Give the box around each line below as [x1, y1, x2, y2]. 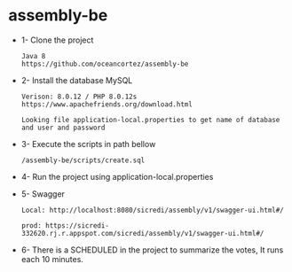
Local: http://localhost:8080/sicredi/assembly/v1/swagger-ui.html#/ [20, 206, 285, 214]
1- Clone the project [20, 35, 94, 45]
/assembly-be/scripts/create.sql [20, 156, 146, 165]
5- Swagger [20, 188, 66, 199]
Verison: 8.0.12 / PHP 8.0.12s [20, 92, 138, 101]
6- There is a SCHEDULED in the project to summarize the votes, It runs [20, 245, 284, 255]
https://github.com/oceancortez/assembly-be [20, 59, 189, 68]
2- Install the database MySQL [20, 74, 133, 85]
